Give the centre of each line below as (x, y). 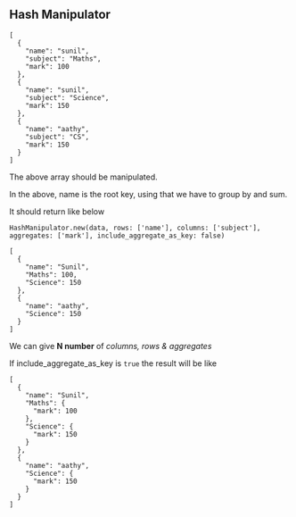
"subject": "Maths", (63, 58)
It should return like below (57, 211)
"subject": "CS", (58, 137)
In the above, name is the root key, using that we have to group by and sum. (148, 194)
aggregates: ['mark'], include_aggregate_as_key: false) (117, 236)
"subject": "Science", (67, 97)
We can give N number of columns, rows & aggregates (111, 346)
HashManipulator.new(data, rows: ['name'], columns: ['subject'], (135, 228)
